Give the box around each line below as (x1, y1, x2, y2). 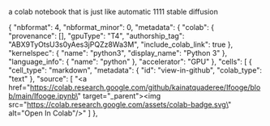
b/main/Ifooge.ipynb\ (8, 91, 79, 100)
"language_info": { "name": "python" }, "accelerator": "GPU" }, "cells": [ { (8, 57, 253, 66)
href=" (8, 82, 31, 92)
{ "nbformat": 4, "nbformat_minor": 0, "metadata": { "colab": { (8, 23, 215, 31)
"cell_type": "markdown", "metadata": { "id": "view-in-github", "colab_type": (8, 65, 262, 75)
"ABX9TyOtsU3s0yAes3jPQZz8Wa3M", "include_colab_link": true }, (8, 40, 234, 49)
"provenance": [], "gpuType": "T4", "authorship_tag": (8, 31, 185, 40)
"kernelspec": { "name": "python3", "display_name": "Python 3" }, (8, 48, 228, 57)
